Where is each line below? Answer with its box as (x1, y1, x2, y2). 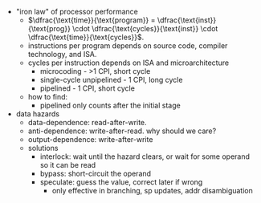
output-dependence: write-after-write (27, 135, 153, 144)
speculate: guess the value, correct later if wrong (39, 177, 203, 187)
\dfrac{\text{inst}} (157, 15, 217, 25)
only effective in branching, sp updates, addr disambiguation (51, 186, 253, 195)
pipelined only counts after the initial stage (39, 100, 181, 110)
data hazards (15, 109, 60, 119)
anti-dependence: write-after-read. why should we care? (27, 126, 217, 136)
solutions (27, 144, 59, 152)
